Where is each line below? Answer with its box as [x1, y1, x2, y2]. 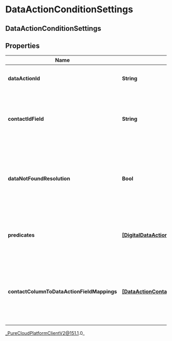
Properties [5, 41, 40, 50]
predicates [8, 232, 35, 239]
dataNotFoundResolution [8, 175, 71, 182]
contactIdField [8, 116, 44, 123]
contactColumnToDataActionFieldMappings [8, 288, 117, 295]
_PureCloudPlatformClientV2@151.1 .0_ [5, 330, 85, 336]
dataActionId [8, 75, 40, 82]
